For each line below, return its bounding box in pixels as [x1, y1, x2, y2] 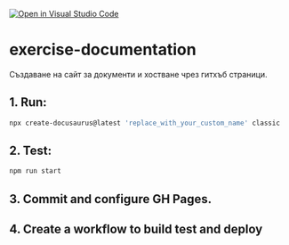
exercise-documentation [9, 40, 197, 60]
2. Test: [9, 143, 52, 159]
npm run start [9, 167, 62, 176]
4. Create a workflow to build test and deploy [9, 222, 263, 237]
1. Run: [9, 94, 47, 110]
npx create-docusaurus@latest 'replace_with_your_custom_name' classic [9, 118, 280, 127]
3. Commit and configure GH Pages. [9, 192, 212, 207]
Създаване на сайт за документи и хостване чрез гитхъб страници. [9, 69, 269, 79]
